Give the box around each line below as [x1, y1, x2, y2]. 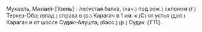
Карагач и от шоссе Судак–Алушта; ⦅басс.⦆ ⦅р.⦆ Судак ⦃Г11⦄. [6, 19, 163, 26]
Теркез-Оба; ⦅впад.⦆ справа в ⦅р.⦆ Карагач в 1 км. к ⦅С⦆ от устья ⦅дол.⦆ [6, 12, 186, 19]
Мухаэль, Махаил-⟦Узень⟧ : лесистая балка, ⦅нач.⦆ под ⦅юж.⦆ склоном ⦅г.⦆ [6, 5, 197, 12]
